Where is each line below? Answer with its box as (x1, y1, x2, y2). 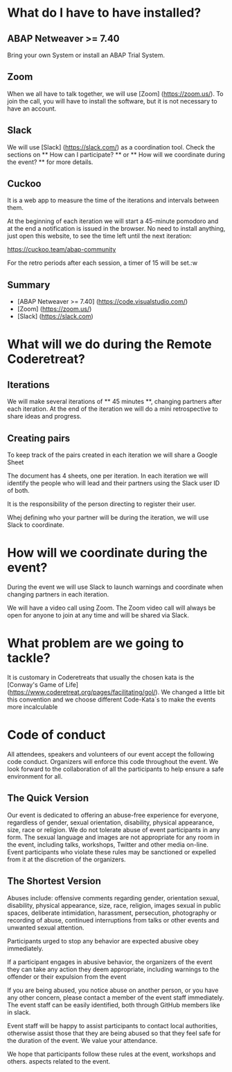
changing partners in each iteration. (7, 590, 109, 599)
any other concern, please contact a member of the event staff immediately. (7, 993, 224, 1002)
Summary (7, 279, 51, 291)
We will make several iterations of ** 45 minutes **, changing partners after (7, 398, 222, 406)
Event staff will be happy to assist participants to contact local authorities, (7, 1021, 218, 1030)
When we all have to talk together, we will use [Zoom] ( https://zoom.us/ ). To (7, 89, 224, 98)
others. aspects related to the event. (7, 1057, 111, 1065)
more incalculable (7, 702, 58, 710)
